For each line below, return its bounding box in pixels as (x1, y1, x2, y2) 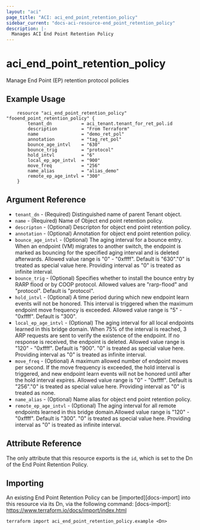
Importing (6, 478, 44, 488)
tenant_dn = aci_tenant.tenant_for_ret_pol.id (28, 121, 172, 127)
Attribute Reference (6, 439, 82, 449)
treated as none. (14, 389, 56, 396)
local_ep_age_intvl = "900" (28, 157, 101, 163)
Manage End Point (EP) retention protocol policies (6, 77, 129, 84)
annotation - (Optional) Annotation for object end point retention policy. (14, 229, 192, 237)
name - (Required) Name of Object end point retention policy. (14, 217, 163, 224)
